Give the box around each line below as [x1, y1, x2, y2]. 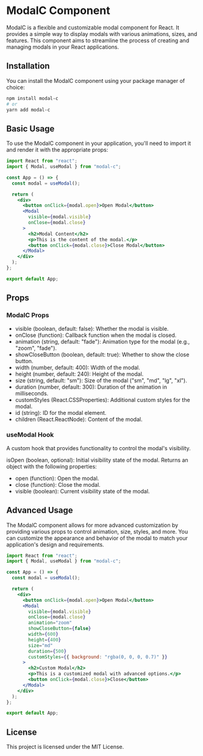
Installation [6, 61, 50, 71]
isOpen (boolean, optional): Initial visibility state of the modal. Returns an [6, 456, 189, 464]
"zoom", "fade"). [15, 344, 57, 352]
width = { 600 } [28, 631, 59, 637]
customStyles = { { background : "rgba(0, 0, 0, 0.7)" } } [28, 654, 168, 660]
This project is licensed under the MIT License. [6, 743, 124, 751]
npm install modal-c [6, 95, 59, 101]
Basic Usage [6, 123, 55, 134]
